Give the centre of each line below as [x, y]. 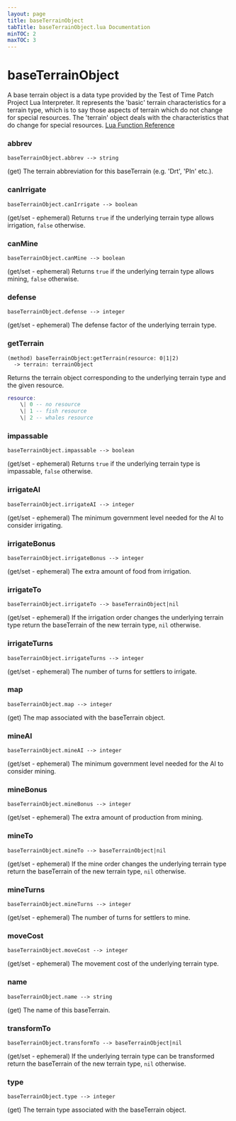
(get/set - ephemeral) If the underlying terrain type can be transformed [111, 1056]
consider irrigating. [35, 525]
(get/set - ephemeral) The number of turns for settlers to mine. [99, 918]
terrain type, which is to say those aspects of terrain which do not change [115, 110]
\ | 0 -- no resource [50, 405]
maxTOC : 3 [22, 40]
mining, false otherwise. [43, 279]
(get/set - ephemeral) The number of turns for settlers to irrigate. [102, 671]
